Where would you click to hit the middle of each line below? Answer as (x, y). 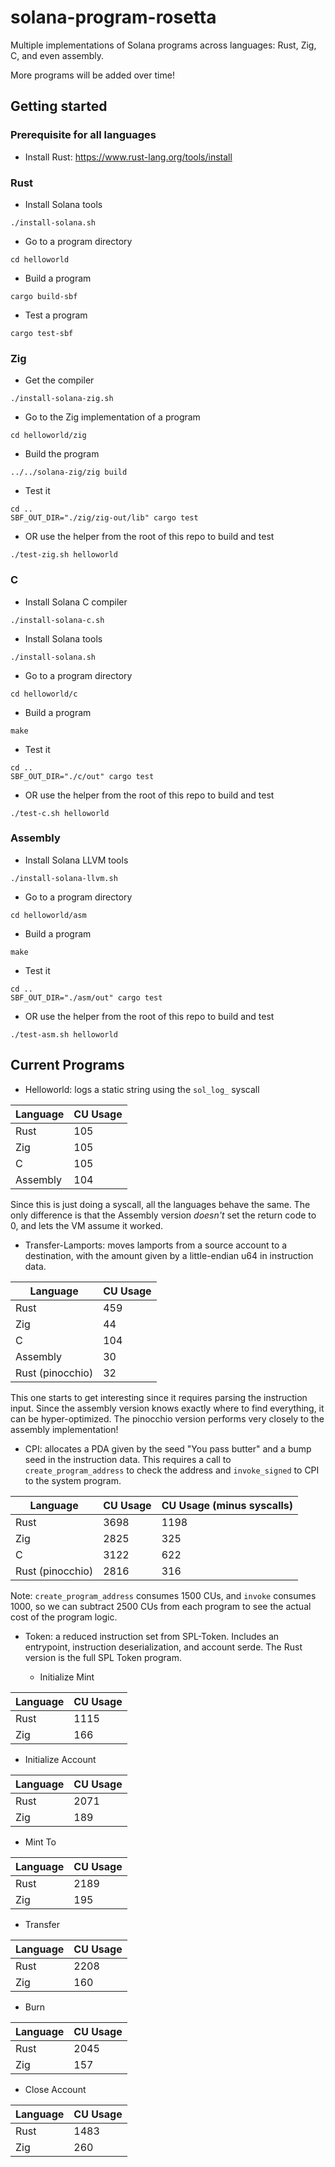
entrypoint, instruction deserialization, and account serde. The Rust (163, 1647)
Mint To (40, 1842)
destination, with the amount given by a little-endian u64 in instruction (169, 1255)
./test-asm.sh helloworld (64, 1034)
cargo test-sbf (42, 333)
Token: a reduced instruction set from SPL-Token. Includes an (152, 1636)
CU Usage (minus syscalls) (227, 1505)
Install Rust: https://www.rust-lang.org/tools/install (128, 157)
